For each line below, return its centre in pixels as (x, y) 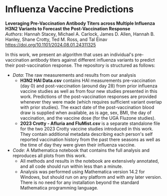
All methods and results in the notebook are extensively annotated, (90, 161)
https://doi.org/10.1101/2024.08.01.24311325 (51, 44)
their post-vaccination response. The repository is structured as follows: (80, 65)
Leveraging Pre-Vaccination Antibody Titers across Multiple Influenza (80, 23)
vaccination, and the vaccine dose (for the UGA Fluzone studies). (88, 118)
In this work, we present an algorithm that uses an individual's (69, 55)
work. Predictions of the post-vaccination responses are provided (88, 96)
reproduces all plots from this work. (49, 156)
